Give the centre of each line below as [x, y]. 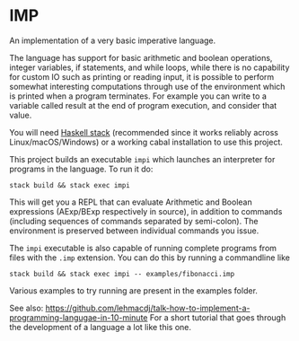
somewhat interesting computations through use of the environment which [147, 86]
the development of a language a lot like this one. [100, 327]
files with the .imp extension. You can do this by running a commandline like [149, 258]
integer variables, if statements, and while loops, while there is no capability [149, 67]
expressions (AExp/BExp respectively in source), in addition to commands [146, 211]
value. [21, 115]
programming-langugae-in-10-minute [79, 317]
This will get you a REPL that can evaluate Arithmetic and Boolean [131, 202]
